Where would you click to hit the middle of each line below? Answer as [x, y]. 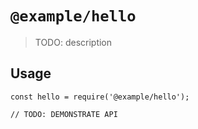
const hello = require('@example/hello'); [100, 97]
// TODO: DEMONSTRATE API [64, 114]
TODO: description [73, 42]
